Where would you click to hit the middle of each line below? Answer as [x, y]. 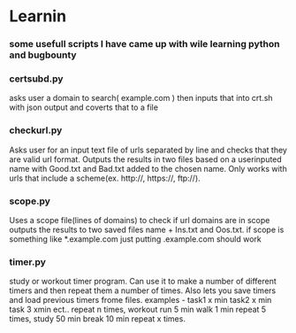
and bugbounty [43, 55]
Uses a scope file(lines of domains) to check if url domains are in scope [140, 220]
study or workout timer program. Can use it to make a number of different [143, 282]
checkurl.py [36, 130]
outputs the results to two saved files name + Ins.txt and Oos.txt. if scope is [147, 229]
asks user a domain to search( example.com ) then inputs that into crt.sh [141, 98]
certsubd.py [36, 79]
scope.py [30, 201]
